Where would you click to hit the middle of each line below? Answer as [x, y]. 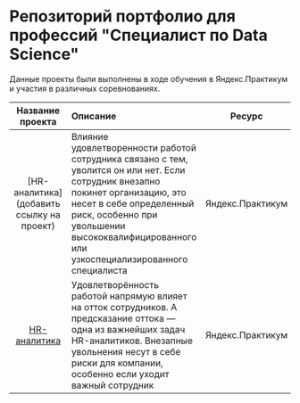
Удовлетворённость [115, 284]
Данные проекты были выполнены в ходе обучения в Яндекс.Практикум [149, 78]
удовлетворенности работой [133, 147]
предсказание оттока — [123, 318]
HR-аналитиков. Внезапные [132, 341]
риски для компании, [117, 363]
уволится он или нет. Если [128, 169]
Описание [94, 116]
